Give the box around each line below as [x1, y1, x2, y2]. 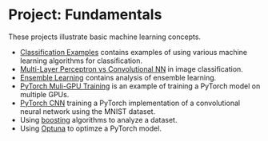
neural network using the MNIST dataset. [19, 106, 156, 116]
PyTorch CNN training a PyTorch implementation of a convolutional [19, 98, 241, 108]
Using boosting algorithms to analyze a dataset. [19, 115, 178, 124]
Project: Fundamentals [8, 6, 162, 24]
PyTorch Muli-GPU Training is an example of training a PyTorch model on [19, 81, 261, 91]
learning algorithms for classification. [19, 56, 142, 65]
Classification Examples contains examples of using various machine [19, 47, 248, 57]
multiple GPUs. [19, 89, 70, 99]
